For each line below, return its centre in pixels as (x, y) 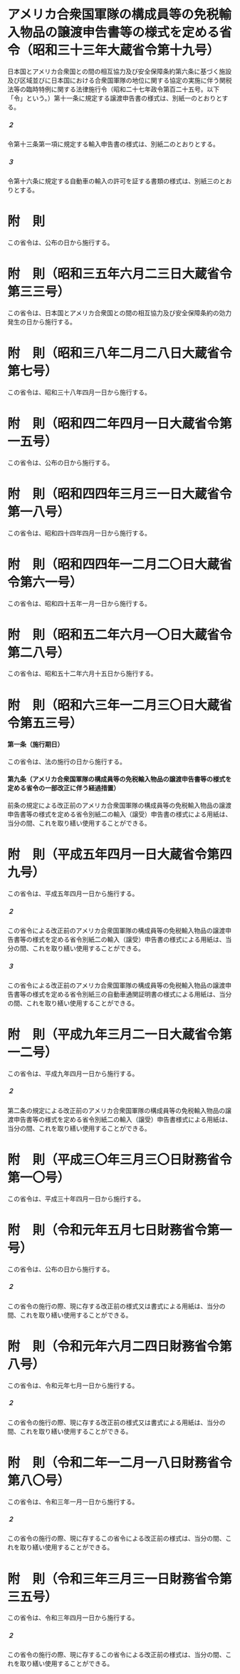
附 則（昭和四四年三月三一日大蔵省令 (120, 494)
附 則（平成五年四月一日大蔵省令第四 (120, 854)
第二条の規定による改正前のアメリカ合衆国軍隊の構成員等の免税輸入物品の (116, 1110)
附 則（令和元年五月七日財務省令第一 (120, 1230)
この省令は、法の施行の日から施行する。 (67, 761)
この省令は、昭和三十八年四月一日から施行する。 (79, 392)
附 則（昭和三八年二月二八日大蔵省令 (120, 353)
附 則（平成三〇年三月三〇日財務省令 (120, 1160)
